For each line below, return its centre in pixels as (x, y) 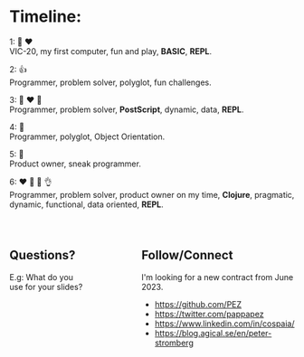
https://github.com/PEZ (199, 304)
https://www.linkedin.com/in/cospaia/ (225, 324)
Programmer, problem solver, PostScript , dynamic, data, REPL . (127, 109)
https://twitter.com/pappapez (209, 314)
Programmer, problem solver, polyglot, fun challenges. (110, 82)
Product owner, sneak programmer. (76, 164)
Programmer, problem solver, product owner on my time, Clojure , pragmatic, (152, 194)
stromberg (175, 343)
